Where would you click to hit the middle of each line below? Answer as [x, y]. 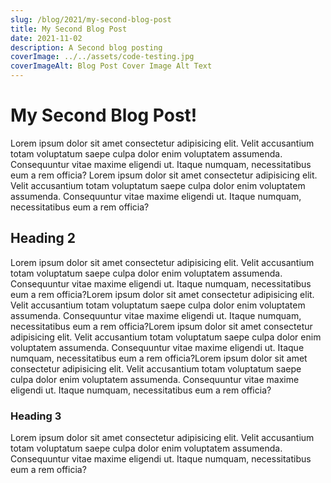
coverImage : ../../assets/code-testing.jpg [102, 57]
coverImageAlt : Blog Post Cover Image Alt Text [111, 66]
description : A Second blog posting [86, 47]
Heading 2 [43, 238]
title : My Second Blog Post [69, 29]
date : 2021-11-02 [46, 38]
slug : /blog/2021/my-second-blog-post [91, 19]
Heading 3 [36, 416]
